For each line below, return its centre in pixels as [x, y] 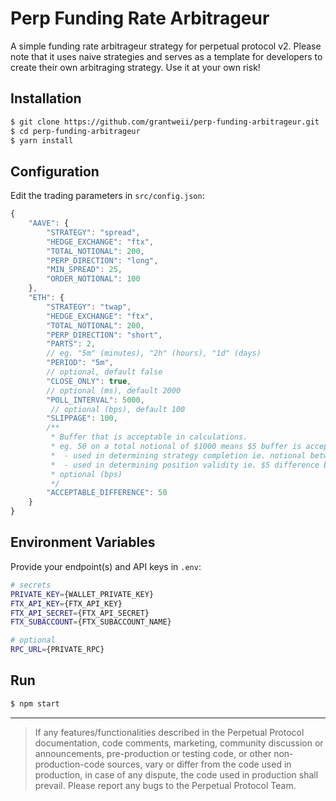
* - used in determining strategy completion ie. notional [178, 455]
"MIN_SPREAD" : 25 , [84, 270]
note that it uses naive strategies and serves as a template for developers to [166, 56]
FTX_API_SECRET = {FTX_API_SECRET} [80, 613]
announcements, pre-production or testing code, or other [153, 753]
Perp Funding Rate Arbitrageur [140, 18]
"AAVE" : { [49, 223]
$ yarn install [42, 140]
